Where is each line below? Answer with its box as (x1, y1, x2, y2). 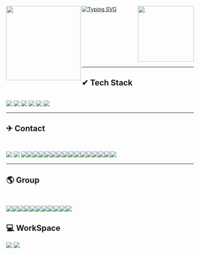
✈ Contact (6, 124, 46, 134)
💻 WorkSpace (6, 223, 61, 233)
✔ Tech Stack (82, 78, 133, 88)
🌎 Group (6, 175, 40, 186)
